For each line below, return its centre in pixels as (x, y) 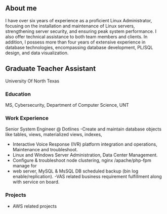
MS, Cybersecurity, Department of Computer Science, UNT (67, 105)
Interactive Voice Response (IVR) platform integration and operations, (85, 144)
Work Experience (27, 118)
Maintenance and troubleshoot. (45, 150)
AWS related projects (35, 206)
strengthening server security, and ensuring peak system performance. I (81, 31)
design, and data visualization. (37, 53)
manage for (25, 166)
